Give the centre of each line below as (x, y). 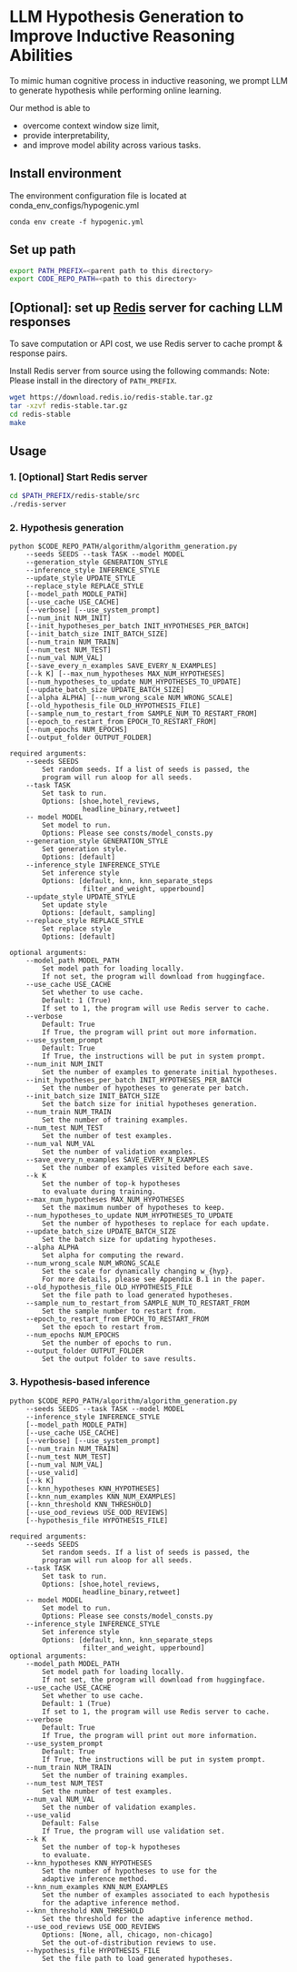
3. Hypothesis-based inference (80, 1382)
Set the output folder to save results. (119, 1359)
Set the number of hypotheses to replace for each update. (156, 1224)
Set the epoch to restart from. (104, 1327)
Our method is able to (50, 107)
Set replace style (77, 929)
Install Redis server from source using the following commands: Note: (140, 371)
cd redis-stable (40, 414)
